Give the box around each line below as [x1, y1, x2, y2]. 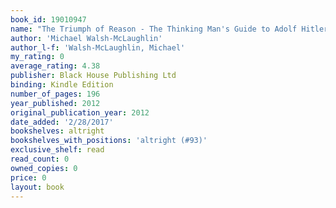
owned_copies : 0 [10, 163, 78, 173]
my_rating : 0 [10, 52, 65, 62]
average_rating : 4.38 [10, 61, 101, 71]
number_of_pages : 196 [10, 89, 101, 99]
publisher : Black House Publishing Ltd [10, 71, 177, 81]
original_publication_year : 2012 [10, 107, 150, 118]
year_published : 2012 [10, 98, 101, 108]
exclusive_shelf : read [10, 145, 105, 155]
